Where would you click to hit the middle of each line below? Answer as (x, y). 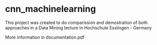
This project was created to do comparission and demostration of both (77, 22)
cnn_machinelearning (51, 9)
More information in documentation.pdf (45, 37)
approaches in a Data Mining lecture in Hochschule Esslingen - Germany (78, 27)
